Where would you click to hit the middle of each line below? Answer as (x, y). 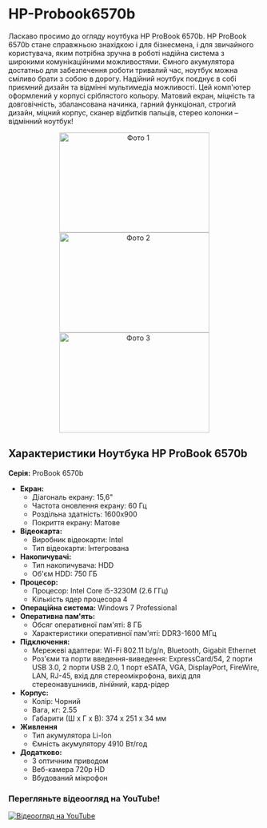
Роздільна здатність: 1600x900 (84, 514)
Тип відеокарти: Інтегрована (80, 548)
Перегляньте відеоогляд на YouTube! (84, 798)
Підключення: (45, 641)
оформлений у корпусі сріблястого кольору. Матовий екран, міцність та (132, 95)
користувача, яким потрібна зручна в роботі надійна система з (117, 53)
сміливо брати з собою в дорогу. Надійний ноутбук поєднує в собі (123, 78)
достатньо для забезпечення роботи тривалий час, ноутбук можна (123, 70)
